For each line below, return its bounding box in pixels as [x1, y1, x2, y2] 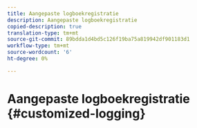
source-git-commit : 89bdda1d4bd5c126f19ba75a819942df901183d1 [7, 36, 190, 43]
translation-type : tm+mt [7, 29, 79, 37]
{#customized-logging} [7, 105, 147, 121]
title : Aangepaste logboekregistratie [7, 10, 119, 17]
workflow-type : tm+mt [7, 42, 70, 49]
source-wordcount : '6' [7, 49, 73, 56]
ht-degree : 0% [7, 55, 48, 62]
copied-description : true [7, 23, 82, 30]
